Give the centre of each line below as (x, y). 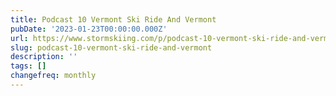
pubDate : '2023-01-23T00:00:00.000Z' (89, 29)
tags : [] (28, 66)
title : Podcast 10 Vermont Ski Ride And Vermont (113, 19)
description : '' (44, 57)
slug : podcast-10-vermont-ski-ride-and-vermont (111, 47)
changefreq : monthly (53, 76)
